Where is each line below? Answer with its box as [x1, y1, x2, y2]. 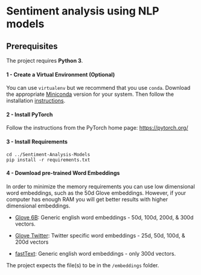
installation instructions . [6, 97, 66, 104]
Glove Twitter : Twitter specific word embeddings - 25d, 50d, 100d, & [14, 232, 185, 239]
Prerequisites [6, 41, 58, 51]
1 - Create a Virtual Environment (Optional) [6, 71, 115, 78]
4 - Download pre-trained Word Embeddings [6, 169, 120, 177]
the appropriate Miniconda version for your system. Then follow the [6, 90, 174, 98]
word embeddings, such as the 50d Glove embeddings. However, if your [6, 189, 187, 197]
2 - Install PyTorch [6, 110, 53, 118]
